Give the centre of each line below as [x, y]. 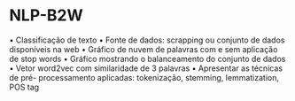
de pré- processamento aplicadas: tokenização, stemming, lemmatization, [144, 77]
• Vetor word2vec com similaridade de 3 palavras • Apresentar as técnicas [146, 68]
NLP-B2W [47, 16]
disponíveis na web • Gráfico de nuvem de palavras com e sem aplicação [144, 49]
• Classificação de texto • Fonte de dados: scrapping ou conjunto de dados [147, 40]
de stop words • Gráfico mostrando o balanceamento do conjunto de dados [147, 58]
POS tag [24, 87]
